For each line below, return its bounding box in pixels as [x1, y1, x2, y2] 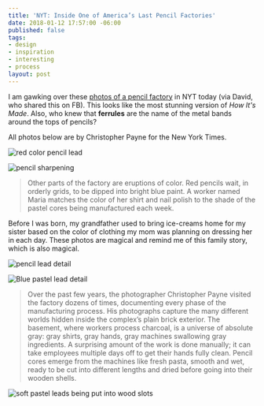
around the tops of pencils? [8, 117, 97, 126]
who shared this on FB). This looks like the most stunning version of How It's [8, 100, 256, 110]
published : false [8, 26, 65, 34]
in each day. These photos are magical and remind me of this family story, [8, 235, 247, 244]
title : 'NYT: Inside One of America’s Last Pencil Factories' [8, 11, 216, 20]
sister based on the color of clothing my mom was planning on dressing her [8, 226, 253, 237]
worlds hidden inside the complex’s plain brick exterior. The [27, 315, 221, 324]
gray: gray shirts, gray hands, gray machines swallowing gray [27, 331, 227, 341]
